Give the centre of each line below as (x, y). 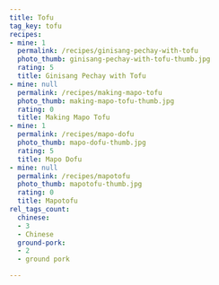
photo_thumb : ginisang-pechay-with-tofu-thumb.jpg (114, 59)
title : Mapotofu (48, 201)
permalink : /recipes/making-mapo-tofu (90, 92)
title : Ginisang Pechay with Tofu (82, 76)
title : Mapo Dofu (50, 159)
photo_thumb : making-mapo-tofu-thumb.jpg (96, 101)
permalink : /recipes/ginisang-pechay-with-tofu (108, 51)
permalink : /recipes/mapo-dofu (76, 134)
